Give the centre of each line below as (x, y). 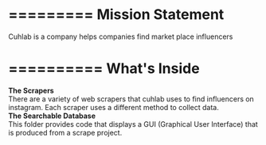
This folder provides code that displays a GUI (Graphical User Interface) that (133, 124)
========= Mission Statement (116, 15)
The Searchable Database (52, 116)
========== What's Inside (104, 69)
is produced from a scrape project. (65, 132)
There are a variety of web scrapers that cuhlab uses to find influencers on (131, 99)
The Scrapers (31, 90)
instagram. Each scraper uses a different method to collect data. (113, 107)
